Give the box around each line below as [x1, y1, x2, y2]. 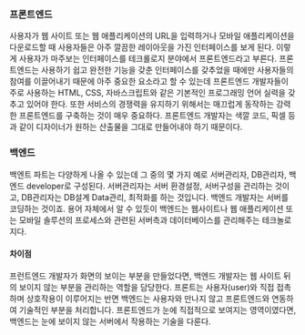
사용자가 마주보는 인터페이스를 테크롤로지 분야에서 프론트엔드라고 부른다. [18, 53, 278, 65]
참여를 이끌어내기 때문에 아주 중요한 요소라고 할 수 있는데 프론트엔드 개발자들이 [9, 76, 290, 87]
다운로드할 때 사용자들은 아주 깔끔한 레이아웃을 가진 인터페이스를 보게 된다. [9, 42, 275, 53]
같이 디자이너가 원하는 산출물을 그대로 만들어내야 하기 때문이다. [18, 121, 243, 133]
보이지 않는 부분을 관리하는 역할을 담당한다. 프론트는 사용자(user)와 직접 [18, 281, 275, 292]
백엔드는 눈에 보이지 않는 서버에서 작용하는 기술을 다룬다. [9, 316, 211, 327]
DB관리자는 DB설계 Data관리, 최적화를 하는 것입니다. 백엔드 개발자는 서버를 [21, 191, 290, 202]
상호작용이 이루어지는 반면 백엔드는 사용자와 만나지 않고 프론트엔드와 [25, 293, 270, 304]
